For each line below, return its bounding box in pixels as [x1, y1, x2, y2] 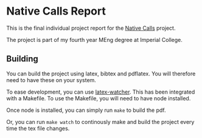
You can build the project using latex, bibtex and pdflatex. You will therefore [6, 70, 196, 77]
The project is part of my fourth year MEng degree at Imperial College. [6, 36, 183, 43]
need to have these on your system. [6, 76, 96, 83]
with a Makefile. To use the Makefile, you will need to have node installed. [6, 94, 191, 102]
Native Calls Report [6, 4, 106, 18]
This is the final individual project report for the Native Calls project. [6, 24, 176, 32]
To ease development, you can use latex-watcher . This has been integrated [6, 88, 195, 95]
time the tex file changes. [6, 125, 70, 132]
